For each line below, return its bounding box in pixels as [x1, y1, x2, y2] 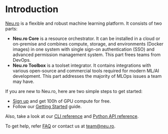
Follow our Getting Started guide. [12, 103, 82, 109]
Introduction [5, 4, 59, 15]
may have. [12, 78, 34, 84]
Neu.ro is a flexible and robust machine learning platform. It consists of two [5, 20, 162, 26]
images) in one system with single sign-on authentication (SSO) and [12, 46, 155, 52]
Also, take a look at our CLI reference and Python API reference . [5, 113, 139, 119]
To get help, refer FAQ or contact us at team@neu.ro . [5, 123, 115, 129]
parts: [5, 25, 18, 31]
